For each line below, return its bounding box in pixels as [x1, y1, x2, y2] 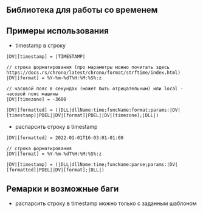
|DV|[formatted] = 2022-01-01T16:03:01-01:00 [6, 135, 123, 141]
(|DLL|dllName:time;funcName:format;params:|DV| [55, 107, 181, 114]
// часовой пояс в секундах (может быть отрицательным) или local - [6, 85, 184, 92]
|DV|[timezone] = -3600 [6, 96, 67, 103]
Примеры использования [6, 26, 109, 36]
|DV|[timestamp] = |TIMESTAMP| [6, 54, 86, 60]
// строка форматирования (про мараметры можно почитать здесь [6, 64, 170, 71]
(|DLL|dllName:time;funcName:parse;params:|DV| [55, 162, 178, 168]
